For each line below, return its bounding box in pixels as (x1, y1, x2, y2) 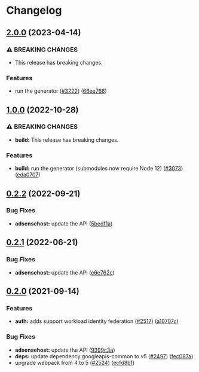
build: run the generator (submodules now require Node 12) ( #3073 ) (14, 165, 183, 172)
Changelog (6, 4, 62, 17)
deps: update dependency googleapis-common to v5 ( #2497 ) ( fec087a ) (14, 352, 194, 359)
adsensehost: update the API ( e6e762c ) (14, 269, 115, 276)
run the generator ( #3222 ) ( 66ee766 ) (14, 87, 108, 94)
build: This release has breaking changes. (14, 136, 119, 144)
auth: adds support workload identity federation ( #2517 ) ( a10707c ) (14, 318, 179, 325)
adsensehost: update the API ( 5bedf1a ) (14, 219, 113, 227)
